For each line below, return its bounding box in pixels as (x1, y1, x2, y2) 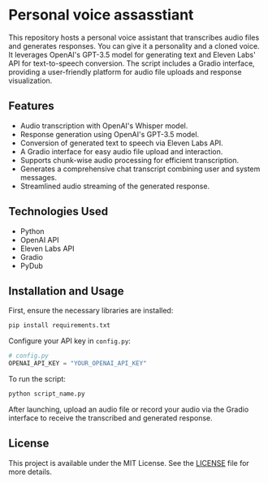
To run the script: (8, 374, 67, 383)
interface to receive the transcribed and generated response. (8, 412, 213, 423)
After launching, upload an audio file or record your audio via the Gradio (8, 404, 249, 414)
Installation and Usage (8, 284, 124, 298)
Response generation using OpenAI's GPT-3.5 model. (19, 129, 200, 139)
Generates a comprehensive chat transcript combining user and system (19, 164, 261, 174)
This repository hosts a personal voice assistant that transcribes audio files (8, 32, 260, 42)
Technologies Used (8, 205, 108, 218)
